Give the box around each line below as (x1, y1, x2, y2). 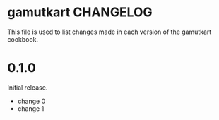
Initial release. (7, 83, 48, 92)
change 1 (17, 104, 45, 113)
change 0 (17, 97, 46, 105)
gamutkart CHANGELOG (7, 4, 153, 20)
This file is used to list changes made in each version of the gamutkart (7, 28, 212, 36)
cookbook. (7, 35, 39, 43)
